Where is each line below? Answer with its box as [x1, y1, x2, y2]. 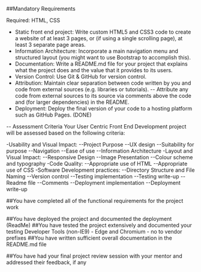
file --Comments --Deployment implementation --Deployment [28, 180, 181, 186]
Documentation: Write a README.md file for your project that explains [14, 60, 188, 67]
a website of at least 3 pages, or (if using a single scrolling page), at [14, 35, 183, 41]
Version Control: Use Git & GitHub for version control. [14, 73, 147, 80]
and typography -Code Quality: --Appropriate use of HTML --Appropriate [6, 160, 188, 167]
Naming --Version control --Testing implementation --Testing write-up [6, 173, 179, 180]
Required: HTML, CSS [6, 17, 61, 23]
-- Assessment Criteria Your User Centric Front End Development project [6, 123, 187, 130]
